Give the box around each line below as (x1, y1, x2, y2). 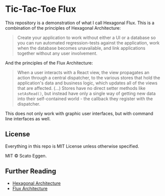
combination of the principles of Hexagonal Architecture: (5, 25, 121, 31)
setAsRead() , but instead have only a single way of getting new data (17, 90, 156, 96)
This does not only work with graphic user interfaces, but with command (5, 110, 154, 117)
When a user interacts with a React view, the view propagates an (17, 69, 150, 75)
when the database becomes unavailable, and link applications (17, 45, 146, 51)
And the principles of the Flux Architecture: (5, 60, 93, 66)
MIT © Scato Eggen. (5, 153, 47, 158)
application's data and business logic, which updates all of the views (17, 80, 158, 86)
